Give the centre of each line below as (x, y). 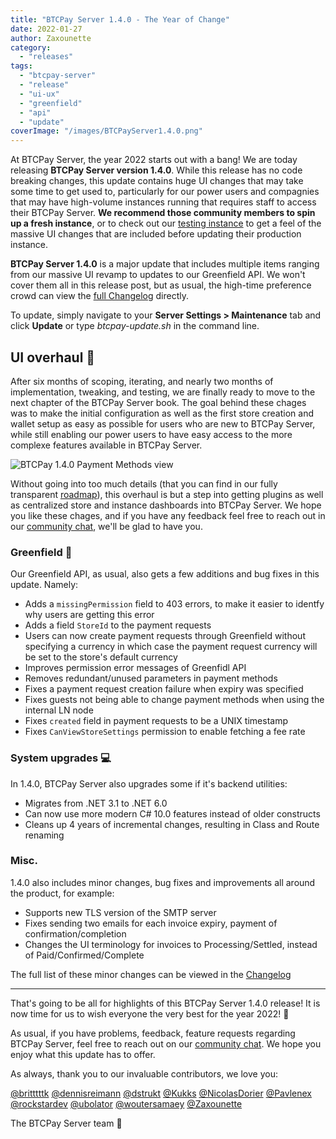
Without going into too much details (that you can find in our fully (144, 483)
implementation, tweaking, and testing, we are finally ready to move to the (163, 392)
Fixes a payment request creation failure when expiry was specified (164, 689)
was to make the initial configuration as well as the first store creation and (162, 413)
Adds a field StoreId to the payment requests (118, 625)
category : (31, 47)
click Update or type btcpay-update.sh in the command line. (135, 326)
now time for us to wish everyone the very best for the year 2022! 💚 (150, 1013)
